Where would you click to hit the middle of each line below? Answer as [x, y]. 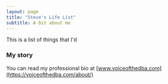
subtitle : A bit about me [38, 23]
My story [19, 55]
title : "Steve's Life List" [41, 17]
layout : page [22, 12]
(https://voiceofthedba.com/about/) [50, 74]
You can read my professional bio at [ [52, 68]
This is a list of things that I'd [42, 40]
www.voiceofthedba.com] [130, 68]
